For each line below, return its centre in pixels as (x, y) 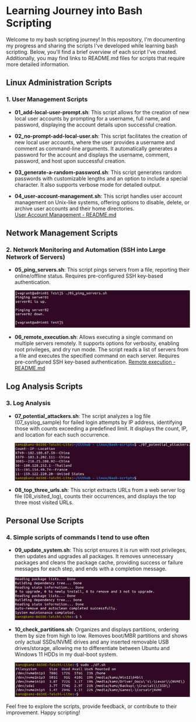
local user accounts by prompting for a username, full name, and (92, 118)
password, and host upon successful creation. (70, 161)
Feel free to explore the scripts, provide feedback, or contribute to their (92, 706)
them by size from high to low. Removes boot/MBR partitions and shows (101, 635)
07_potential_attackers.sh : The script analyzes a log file (83, 416)
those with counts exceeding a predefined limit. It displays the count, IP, (101, 428)
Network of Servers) (36, 257)
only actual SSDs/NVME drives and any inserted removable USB (92, 642)
